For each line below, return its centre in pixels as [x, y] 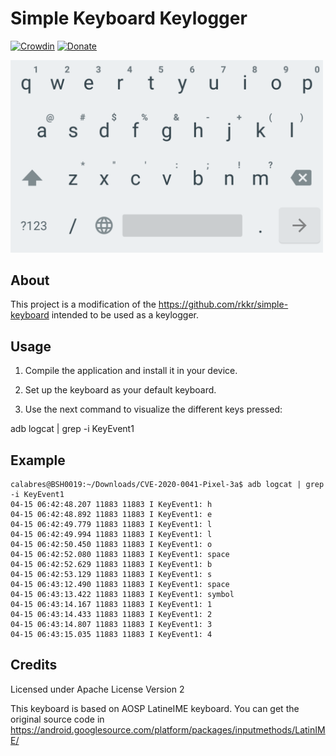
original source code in [57, 719]
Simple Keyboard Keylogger [129, 18]
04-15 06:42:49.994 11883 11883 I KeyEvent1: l [111, 534]
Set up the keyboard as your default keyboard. [120, 390]
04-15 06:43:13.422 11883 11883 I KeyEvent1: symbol [122, 594]
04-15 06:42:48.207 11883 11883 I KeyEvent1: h [111, 504]
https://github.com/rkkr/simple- [223, 304]
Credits [34, 665]
